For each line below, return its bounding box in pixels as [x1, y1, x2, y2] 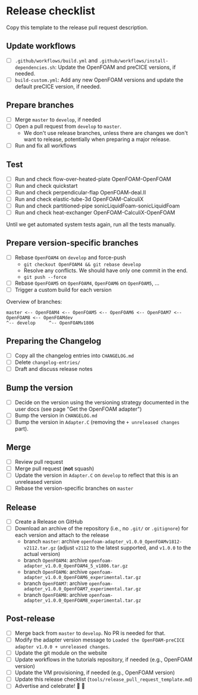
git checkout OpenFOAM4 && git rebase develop [23, 262, 142, 268]
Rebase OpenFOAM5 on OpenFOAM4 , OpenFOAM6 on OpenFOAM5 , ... [14, 279, 159, 287]
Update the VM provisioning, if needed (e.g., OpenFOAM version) [14, 669, 175, 676]
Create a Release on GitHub [14, 518, 83, 525]
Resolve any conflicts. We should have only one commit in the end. [23, 266, 188, 274]
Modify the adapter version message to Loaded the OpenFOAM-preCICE [14, 636, 185, 643]
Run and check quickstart [14, 182, 78, 189]
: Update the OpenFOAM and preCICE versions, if [55, 64, 176, 71]
